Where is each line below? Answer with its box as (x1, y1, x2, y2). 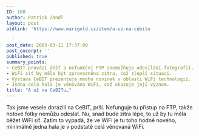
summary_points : (6, 59, 47, 65)
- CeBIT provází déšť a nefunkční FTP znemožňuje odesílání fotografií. (6, 65, 194, 71)
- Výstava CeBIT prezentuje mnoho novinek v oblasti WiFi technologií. (6, 76, 191, 82)
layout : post (6, 20, 39, 26)
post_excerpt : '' (6, 48, 50, 54)
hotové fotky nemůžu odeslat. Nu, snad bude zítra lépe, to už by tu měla (6, 110, 187, 117)
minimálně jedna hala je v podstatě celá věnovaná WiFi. (6, 123, 145, 130)
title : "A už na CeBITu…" (6, 87, 72, 94)
